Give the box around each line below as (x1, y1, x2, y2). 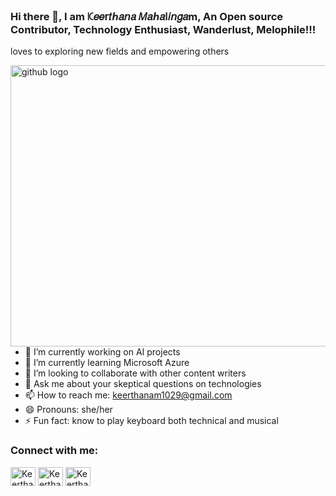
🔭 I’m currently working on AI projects (24, 346, 181, 358)
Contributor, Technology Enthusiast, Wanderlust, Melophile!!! (10, 22, 317, 36)
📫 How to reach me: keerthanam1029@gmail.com (24, 389, 233, 401)
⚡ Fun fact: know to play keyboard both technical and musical (24, 415, 279, 427)
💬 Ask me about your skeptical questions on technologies (24, 378, 262, 390)
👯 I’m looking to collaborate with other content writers (24, 367, 247, 379)
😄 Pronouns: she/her (24, 404, 113, 416)
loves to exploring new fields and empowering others (10, 45, 230, 58)
